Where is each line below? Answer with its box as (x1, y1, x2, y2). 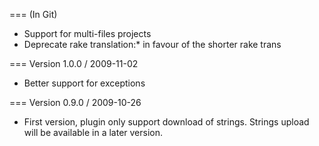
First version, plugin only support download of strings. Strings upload (23, 116, 310, 128)
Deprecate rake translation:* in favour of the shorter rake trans (23, 39, 282, 50)
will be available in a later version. (23, 127, 164, 138)
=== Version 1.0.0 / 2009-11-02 (9, 58, 139, 69)
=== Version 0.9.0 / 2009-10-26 (9, 97, 142, 108)
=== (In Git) (9, 9, 58, 20)
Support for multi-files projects (23, 28, 152, 39)
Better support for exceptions (23, 77, 146, 89)
